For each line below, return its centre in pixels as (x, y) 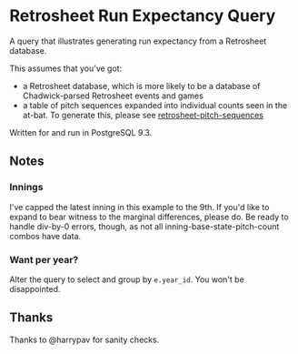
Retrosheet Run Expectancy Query (143, 16)
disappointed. (35, 288)
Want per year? (44, 259)
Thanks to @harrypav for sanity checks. (84, 339)
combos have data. (45, 236)
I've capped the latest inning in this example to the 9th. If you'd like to (139, 207)
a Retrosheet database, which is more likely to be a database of (141, 86)
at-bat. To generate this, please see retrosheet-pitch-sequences (143, 115)
